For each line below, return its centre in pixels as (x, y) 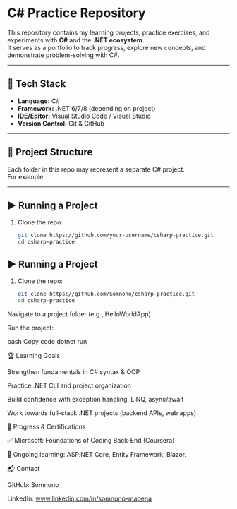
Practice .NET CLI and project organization (69, 385)
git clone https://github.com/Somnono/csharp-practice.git (106, 294)
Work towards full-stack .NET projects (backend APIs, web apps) (102, 413)
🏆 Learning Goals (34, 355)
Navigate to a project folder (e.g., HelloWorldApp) (79, 314)
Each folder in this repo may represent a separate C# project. (96, 169)
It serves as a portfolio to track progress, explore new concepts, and (107, 47)
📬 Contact (24, 468)
